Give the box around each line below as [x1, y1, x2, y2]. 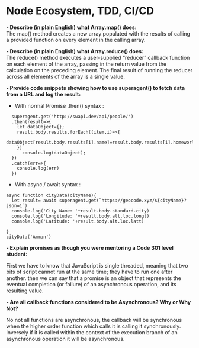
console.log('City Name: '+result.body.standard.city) [11, 208, 150, 214]
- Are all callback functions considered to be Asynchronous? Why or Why [6, 298, 191, 305]
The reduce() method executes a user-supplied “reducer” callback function [6, 54, 190, 61]
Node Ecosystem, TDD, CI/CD [6, 4, 155, 18]
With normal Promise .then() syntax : [14, 102, 105, 109]
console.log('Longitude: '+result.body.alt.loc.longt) [11, 213, 150, 219]
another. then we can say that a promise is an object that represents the [6, 274, 182, 282]
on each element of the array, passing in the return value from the [6, 60, 167, 67]
